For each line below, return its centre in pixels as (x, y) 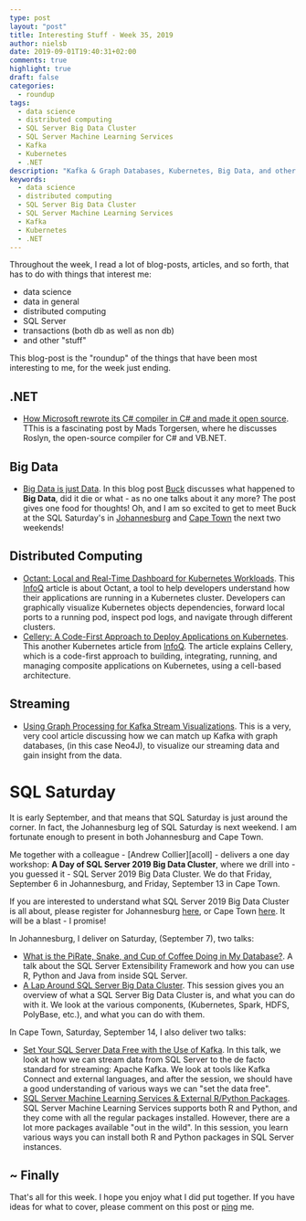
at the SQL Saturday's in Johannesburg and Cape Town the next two (152, 518)
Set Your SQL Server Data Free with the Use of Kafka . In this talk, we (152, 1049)
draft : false (34, 78)
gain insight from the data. (72, 755)
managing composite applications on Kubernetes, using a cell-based (152, 665)
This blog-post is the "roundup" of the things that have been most (133, 358)
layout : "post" (38, 26)
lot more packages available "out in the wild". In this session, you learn (155, 1127)
